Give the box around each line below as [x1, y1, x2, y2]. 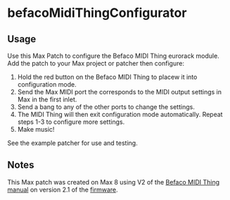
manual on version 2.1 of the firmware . [7, 185, 118, 194]
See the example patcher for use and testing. [7, 139, 139, 147]
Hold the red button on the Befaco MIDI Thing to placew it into [17, 73, 198, 81]
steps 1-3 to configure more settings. [17, 118, 125, 126]
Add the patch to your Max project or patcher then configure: [7, 59, 185, 68]
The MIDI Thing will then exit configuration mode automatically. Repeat [17, 111, 223, 118]
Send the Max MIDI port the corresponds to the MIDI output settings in [17, 88, 222, 96]
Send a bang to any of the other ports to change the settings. [17, 103, 195, 111]
